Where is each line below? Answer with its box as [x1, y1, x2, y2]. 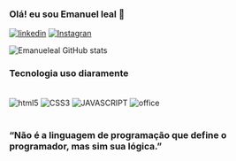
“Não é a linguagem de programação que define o [9, 129, 227, 142]
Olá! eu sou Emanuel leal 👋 [9, 8, 126, 20]
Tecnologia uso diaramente [9, 67, 129, 80]
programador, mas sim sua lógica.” [9, 141, 162, 153]
